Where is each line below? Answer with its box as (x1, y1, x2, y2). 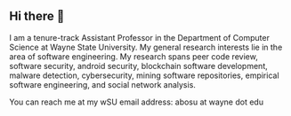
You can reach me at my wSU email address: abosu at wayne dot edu (9, 97, 264, 107)
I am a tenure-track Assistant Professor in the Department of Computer (9, 32, 270, 43)
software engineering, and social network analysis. (9, 79, 196, 89)
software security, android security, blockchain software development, (9, 60, 269, 71)
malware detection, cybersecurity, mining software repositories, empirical (9, 70, 279, 81)
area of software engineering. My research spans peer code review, (9, 50, 258, 62)
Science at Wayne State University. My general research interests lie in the (9, 42, 283, 52)
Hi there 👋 (9, 9, 65, 24)
